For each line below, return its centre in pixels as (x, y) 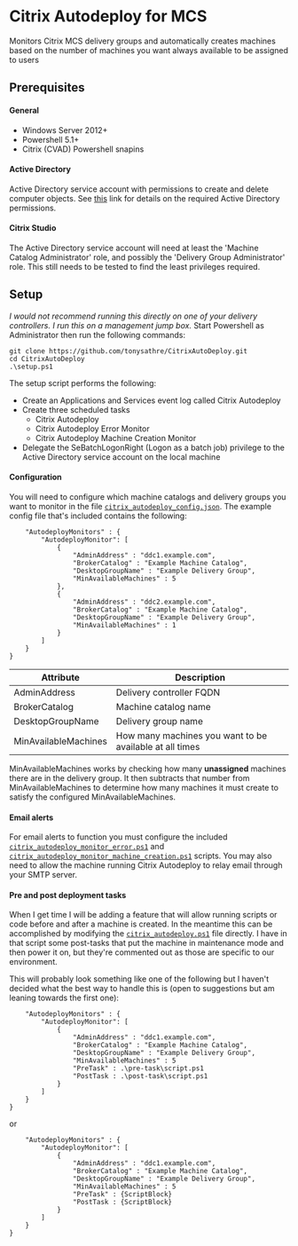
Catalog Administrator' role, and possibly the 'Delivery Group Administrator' (147, 257)
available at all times (158, 746)
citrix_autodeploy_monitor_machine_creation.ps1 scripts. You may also (141, 856)
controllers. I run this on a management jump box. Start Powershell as (137, 325)
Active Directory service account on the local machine (121, 457)
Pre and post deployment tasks (68, 895)
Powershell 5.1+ (51, 139)
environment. (33, 962)
